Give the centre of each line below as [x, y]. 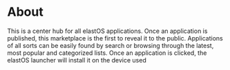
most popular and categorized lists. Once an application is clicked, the [107, 53]
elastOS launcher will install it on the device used [77, 60]
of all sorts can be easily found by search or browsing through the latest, [111, 45]
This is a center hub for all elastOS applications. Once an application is [107, 31]
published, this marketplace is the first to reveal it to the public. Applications [115, 38]
